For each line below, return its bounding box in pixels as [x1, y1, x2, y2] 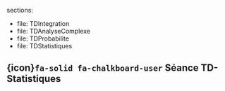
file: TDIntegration [16, 20, 70, 27]
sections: [6, 6, 33, 14]
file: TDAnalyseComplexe [16, 27, 91, 35]
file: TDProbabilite [16, 34, 70, 43]
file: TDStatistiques [16, 42, 73, 50]
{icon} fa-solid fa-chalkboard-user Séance [6, 62, 199, 74]
